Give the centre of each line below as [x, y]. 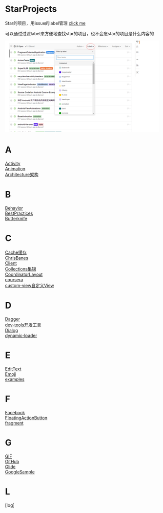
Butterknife [16, 219]
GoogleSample [20, 472]
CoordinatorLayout [24, 274]
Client [11, 263]
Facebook [15, 412]
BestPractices [19, 213]
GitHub [12, 461]
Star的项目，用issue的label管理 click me [45, 23]
